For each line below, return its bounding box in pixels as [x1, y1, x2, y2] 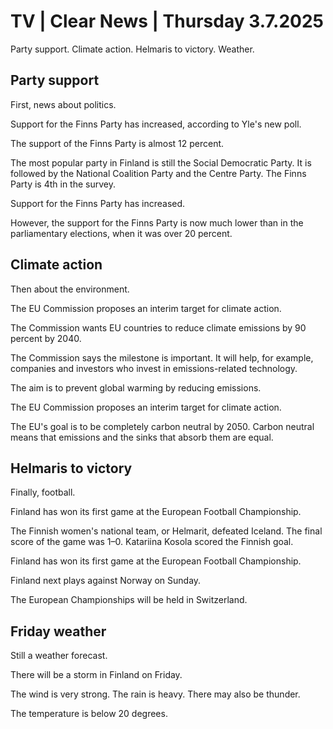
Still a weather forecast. [10, 650, 108, 662]
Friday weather [10, 623, 107, 640]
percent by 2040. [10, 332, 82, 344]
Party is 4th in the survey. [10, 178, 116, 190]
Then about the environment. [10, 283, 130, 295]
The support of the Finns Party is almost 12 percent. [10, 137, 225, 149]
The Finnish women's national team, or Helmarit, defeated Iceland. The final [10, 525, 323, 537]
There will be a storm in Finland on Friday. [10, 669, 183, 681]
